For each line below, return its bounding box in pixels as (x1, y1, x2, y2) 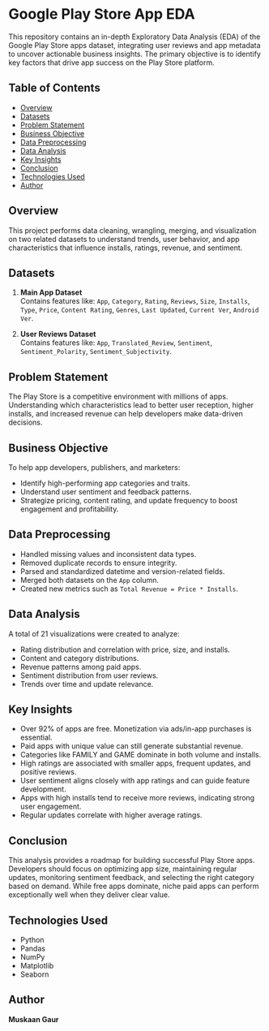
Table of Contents (8, 81, 101, 95)
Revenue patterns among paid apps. (19, 662, 142, 671)
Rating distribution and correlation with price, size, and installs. (19, 645, 231, 654)
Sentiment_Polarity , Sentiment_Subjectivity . (19, 347, 173, 356)
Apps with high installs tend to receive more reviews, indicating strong (19, 793, 255, 803)
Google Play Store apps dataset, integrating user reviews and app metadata (8, 40, 261, 50)
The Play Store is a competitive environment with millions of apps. (8, 391, 228, 402)
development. (19, 784, 66, 794)
